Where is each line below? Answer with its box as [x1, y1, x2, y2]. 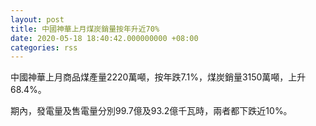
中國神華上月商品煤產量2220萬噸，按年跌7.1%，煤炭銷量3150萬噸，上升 [10, 71, 307, 83]
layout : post [10, 14, 65, 25]
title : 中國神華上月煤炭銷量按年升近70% [10, 24, 160, 34]
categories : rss [10, 42, 78, 53]
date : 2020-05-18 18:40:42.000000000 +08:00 [10, 33, 199, 43]
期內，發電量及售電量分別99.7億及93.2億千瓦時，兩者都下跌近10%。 [10, 105, 293, 117]
